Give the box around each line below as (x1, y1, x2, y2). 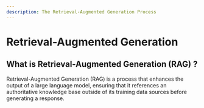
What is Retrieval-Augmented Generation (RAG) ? (6, 59, 198, 70)
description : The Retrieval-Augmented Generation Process (6, 8, 157, 15)
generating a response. (6, 95, 65, 102)
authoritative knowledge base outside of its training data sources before (6, 88, 188, 95)
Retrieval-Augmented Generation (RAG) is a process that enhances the (6, 75, 184, 83)
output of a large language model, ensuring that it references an (6, 81, 167, 89)
